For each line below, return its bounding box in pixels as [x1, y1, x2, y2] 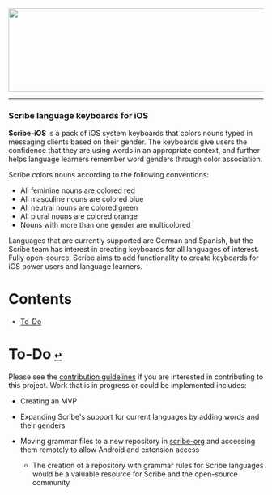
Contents [8, 290, 73, 309]
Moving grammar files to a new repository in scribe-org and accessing [19, 437, 256, 446]
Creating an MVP [19, 396, 78, 406]
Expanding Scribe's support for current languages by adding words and [19, 412, 260, 422]
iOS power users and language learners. [8, 262, 143, 271]
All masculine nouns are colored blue [19, 194, 144, 204]
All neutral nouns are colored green [19, 203, 138, 213]
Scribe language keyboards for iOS [8, 109, 149, 121]
